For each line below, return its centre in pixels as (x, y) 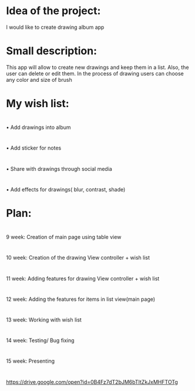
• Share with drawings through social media (59, 168)
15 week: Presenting (30, 361)
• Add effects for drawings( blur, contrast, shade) (66, 189)
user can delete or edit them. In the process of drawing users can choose (95, 73)
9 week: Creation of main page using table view (64, 237)
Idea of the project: (53, 11)
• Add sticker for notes (34, 148)
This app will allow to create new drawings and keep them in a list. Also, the (97, 67)
